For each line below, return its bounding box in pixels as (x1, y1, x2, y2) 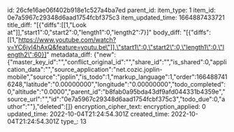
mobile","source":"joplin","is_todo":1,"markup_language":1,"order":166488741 (7, 73, 228, 81)
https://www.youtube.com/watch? (18, 36, 117, 44)
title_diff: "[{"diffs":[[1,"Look (7, 21, 87, 29)
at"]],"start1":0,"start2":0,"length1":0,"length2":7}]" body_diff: (7, 28, 182, 36)
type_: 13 (61, 117, 87, 125)
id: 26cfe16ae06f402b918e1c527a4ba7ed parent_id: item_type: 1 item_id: (7, 6, 216, 14)
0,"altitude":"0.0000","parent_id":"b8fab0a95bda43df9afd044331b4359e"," (7, 87, 226, 96)
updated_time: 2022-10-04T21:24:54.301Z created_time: (7, 110, 170, 118)
